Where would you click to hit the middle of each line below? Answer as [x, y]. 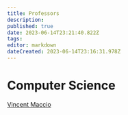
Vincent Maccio [29, 104]
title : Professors [33, 13]
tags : [15, 39]
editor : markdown [32, 45]
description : [26, 20]
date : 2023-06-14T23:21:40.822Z [53, 33]
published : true [30, 26]
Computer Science [61, 86]
